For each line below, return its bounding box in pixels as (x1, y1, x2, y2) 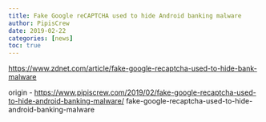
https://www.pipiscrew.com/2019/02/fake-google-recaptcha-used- (34, 87, 256, 97)
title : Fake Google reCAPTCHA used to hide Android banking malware (8, 11, 242, 20)
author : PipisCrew (8, 19, 70, 27)
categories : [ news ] (8, 34, 74, 43)
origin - (8, 87, 33, 97)
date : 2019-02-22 (8, 26, 66, 35)
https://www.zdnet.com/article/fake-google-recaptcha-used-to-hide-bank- (8, 63, 258, 73)
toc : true (8, 42, 42, 50)
